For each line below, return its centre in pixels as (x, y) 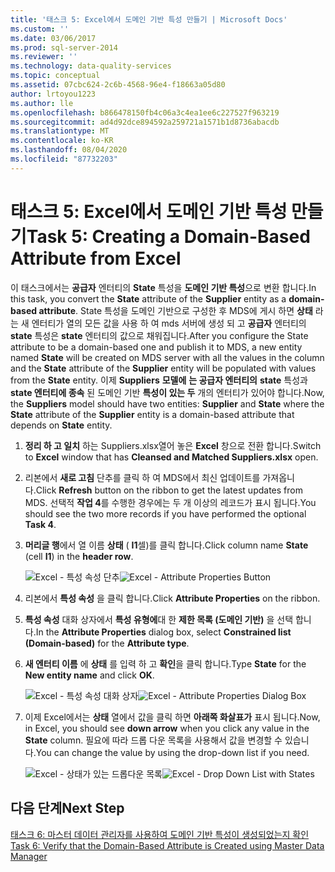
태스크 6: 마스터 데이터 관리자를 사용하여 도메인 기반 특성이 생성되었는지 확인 (160, 834)
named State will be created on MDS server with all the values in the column (167, 357)
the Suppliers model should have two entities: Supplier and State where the (167, 403)
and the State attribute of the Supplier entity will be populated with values (163, 368)
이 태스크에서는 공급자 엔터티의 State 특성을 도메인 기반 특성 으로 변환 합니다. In (163, 287)
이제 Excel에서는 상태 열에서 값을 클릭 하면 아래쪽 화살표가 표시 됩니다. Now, (172, 717)
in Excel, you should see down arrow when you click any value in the (167, 728)
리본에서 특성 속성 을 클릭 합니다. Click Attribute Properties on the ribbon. (172, 598)
